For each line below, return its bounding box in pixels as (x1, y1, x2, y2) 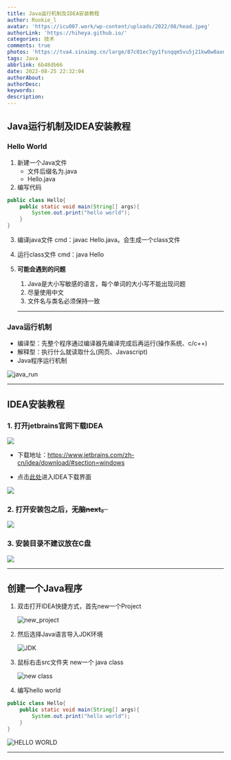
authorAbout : (7, 74, 45, 81)
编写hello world (16, 686, 61, 694)
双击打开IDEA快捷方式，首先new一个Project (16, 602, 142, 610)
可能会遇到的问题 (16, 265, 66, 273)
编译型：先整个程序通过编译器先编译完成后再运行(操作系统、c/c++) (16, 339, 208, 348)
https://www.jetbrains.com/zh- (47, 451, 135, 459)
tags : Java (7, 55, 38, 62)
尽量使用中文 (27, 288, 64, 297)
